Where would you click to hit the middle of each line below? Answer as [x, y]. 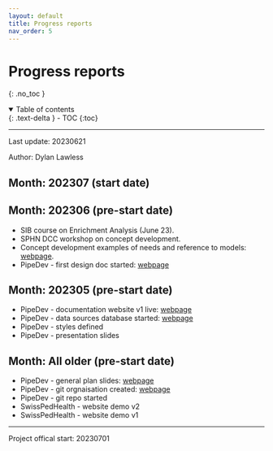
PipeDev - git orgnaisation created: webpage [95, 389]
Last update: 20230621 [47, 141]
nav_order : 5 [30, 31]
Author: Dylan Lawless [46, 157]
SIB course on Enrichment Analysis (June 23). [97, 230]
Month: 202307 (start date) [79, 182]
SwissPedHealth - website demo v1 [79, 415]
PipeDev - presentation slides [70, 336]
